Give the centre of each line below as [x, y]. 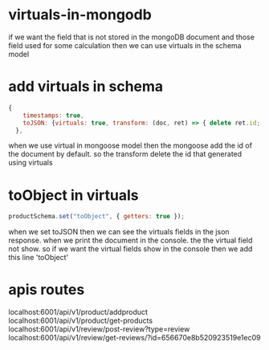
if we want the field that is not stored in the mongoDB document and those [132, 37]
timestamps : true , [53, 115]
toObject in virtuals [73, 195]
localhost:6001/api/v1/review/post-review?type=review [99, 329]
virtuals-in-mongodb [80, 15]
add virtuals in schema [86, 87]
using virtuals [31, 163]
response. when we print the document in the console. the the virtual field [130, 240]
